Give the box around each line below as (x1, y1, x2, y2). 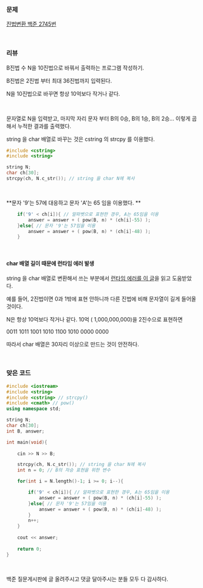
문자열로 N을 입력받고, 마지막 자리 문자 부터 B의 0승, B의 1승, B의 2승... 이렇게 (6, 115, 191, 122)
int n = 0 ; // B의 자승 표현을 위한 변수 (17, 467, 111, 473)
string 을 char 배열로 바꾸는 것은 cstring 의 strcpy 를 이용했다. (6, 135, 155, 143)
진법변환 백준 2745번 (6, 20, 57, 28)
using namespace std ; (6, 406, 61, 412)
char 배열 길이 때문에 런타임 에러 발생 (6, 259, 94, 267)
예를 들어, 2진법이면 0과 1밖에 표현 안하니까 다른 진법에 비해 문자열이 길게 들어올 (6, 295, 196, 303)
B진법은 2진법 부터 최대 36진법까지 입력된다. (6, 77, 112, 84)
